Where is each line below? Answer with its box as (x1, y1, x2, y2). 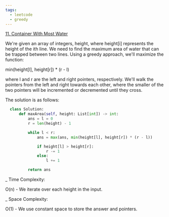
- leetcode (10, 12, 33, 17)
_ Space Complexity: (5, 196, 48, 202)
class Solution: (10, 107, 44, 112)
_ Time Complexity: (5, 176, 46, 183)
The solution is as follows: (5, 97, 60, 103)
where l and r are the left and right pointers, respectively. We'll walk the (5, 77, 154, 83)
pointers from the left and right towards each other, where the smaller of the (5, 82, 164, 88)
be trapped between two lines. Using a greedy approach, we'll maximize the (5, 51, 164, 57)
